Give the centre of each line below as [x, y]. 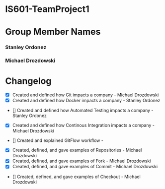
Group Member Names [53, 32]
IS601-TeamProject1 [47, 9]
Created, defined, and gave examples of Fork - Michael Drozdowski [82, 161]
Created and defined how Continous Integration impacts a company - [83, 126]
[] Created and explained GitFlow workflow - [58, 140]
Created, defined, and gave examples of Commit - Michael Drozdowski [85, 167]
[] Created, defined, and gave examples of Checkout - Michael [76, 177]
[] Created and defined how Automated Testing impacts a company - [83, 111]
